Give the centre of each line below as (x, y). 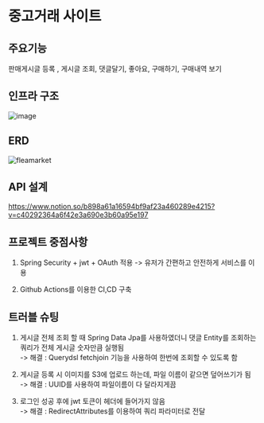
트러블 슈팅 (34, 317)
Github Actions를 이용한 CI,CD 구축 (76, 289)
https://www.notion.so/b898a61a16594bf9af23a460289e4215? (112, 207)
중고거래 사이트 (55, 16)
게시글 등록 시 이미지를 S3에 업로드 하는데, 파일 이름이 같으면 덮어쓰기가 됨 (136, 374)
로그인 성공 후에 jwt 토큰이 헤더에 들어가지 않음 (92, 402)
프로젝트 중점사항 (48, 242)
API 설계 (28, 187)
